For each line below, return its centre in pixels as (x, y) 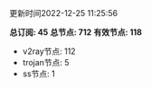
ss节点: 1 (39, 74)
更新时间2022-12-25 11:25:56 (64, 13)
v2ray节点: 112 (49, 51)
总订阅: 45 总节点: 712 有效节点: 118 (76, 32)
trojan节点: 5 (46, 62)
